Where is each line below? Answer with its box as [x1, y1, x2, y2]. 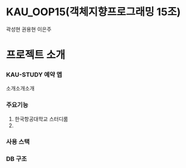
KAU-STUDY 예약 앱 [6, 71, 63, 79]
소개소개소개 [6, 85, 35, 92]
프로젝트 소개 [6, 48, 66, 62]
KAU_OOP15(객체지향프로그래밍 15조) [6, 5, 181, 19]
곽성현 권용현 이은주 [6, 26, 51, 33]
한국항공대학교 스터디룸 [14, 115, 68, 123]
